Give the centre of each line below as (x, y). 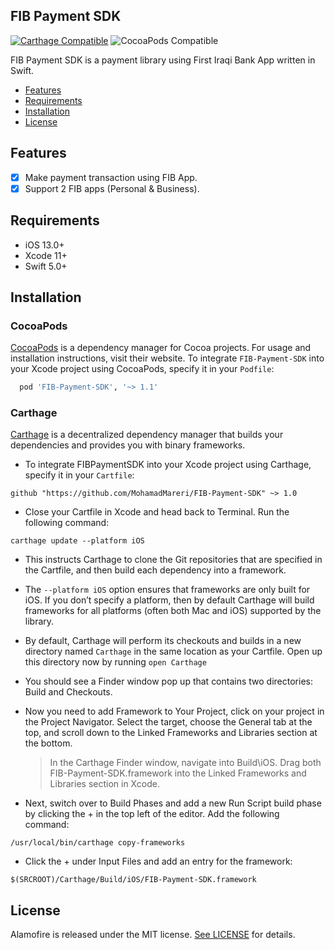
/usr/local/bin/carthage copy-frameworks (98, 843)
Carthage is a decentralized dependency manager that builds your (147, 435)
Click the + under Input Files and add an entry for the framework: (158, 861)
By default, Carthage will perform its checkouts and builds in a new (163, 641)
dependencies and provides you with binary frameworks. (128, 445)
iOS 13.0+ (44, 245)
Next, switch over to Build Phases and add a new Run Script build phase (173, 803)
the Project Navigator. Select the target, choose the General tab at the (168, 722)
